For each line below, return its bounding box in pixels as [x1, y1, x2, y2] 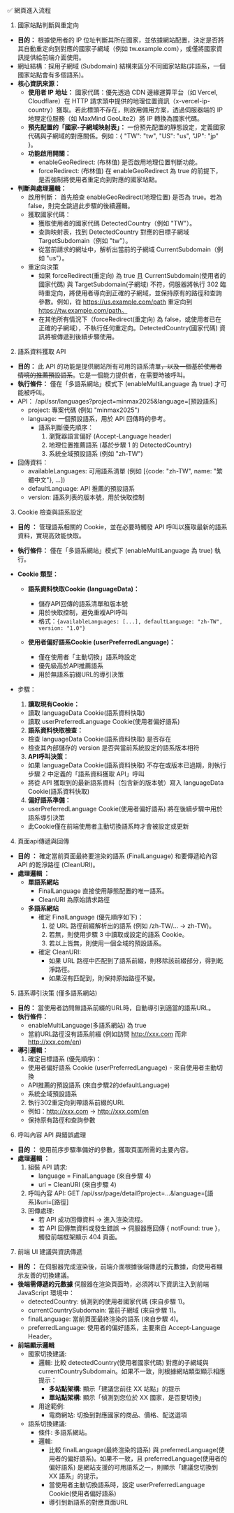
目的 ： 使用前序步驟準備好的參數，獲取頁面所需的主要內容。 [17, 1146, 193, 1153]
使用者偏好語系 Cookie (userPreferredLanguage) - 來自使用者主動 [27, 1063, 217, 1072]
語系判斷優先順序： [38, 423, 94, 431]
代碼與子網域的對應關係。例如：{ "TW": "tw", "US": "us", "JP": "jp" [27, 132, 219, 140]
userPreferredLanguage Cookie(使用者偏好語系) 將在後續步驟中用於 [27, 805, 224, 813]
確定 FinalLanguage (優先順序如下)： [38, 913, 145, 921]
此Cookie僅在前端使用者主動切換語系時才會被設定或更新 [27, 822, 189, 830]
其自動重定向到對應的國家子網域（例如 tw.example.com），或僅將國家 [17, 45, 217, 52]
